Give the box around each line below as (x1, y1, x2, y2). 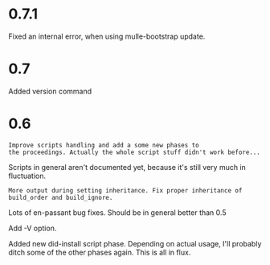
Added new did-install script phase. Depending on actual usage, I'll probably (8, 238, 262, 248)
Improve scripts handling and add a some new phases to (8, 141, 199, 149)
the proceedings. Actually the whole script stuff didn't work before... (8, 148, 261, 156)
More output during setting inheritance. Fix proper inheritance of (8, 186, 243, 194)
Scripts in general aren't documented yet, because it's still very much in (8, 162, 247, 172)
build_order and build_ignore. (8, 193, 113, 201)
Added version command (8, 86, 92, 96)
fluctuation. (8, 171, 47, 180)
